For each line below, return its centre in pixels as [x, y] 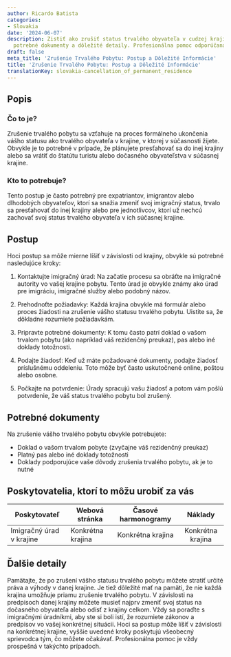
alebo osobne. [37, 375]
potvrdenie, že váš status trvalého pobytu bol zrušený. [94, 396]
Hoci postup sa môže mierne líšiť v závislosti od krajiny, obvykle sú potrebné [115, 256]
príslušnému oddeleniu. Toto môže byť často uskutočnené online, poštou [120, 368]
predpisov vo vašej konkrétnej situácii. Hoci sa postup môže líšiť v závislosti [114, 624]
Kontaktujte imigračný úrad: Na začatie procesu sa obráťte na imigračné [119, 277]
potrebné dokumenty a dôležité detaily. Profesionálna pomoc [103, 45]
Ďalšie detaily [37, 564]
